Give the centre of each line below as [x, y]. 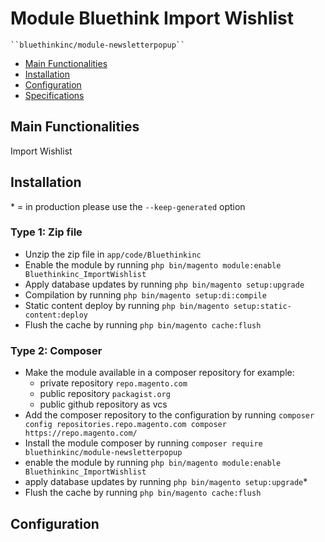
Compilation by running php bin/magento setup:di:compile [145, 294]
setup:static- [262, 306]
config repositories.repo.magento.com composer [125, 425]
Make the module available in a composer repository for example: [159, 373]
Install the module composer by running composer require [143, 443]
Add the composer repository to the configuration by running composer [169, 415]
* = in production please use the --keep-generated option [128, 206]
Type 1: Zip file [46, 232]
